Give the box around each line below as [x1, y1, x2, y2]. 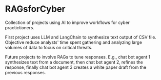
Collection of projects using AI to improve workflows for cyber [5, 20, 130, 25]
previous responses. [5, 69, 46, 75]
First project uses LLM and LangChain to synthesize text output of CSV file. [5, 34, 157, 40]
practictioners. [5, 24, 35, 30]
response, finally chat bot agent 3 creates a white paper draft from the [5, 64, 146, 70]
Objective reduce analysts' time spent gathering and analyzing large [5, 39, 142, 45]
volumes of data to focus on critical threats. [5, 44, 93, 50]
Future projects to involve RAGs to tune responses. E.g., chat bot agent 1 [5, 54, 150, 60]
